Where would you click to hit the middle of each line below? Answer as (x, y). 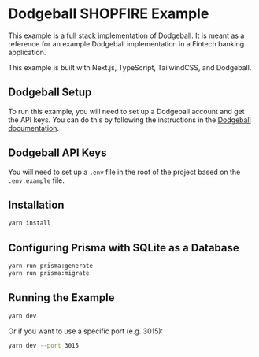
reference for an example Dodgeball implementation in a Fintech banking (126, 43)
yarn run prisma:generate (50, 266)
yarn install (30, 223)
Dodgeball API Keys (58, 153)
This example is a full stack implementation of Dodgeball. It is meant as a (126, 35)
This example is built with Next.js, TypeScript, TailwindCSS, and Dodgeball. (130, 67)
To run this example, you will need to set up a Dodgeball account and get (127, 111)
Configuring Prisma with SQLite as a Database (124, 248)
